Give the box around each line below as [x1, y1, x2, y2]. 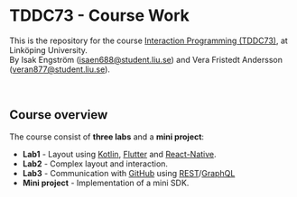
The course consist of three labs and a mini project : [9, 131, 205, 142]
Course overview [9, 107, 108, 122]
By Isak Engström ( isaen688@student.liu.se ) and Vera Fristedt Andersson [9, 54, 283, 65]
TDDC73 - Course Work [9, 5, 190, 26]
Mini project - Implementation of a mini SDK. [22, 177, 190, 188]
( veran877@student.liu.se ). [9, 64, 111, 75]
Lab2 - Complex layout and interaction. [22, 158, 169, 169]
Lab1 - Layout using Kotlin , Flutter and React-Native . [22, 148, 217, 159]
